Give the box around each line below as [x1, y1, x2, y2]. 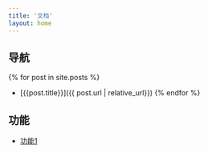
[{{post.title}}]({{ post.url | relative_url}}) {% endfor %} [19, 88, 201, 98]
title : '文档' [8, 11, 54, 20]
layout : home [8, 19, 52, 27]
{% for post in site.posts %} [8, 73, 100, 83]
